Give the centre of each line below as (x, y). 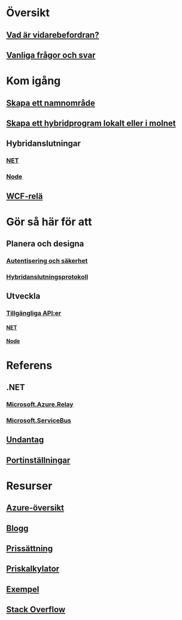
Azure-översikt (35, 508)
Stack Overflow (36, 610)
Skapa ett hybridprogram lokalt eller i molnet (91, 123)
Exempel (23, 589)
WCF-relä (25, 196)
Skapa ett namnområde (51, 103)
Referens (29, 365)
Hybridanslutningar (43, 144)
